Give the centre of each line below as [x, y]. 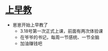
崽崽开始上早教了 [30, 25]
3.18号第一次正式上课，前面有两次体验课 [62, 31]
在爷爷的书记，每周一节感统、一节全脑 [60, 37]
